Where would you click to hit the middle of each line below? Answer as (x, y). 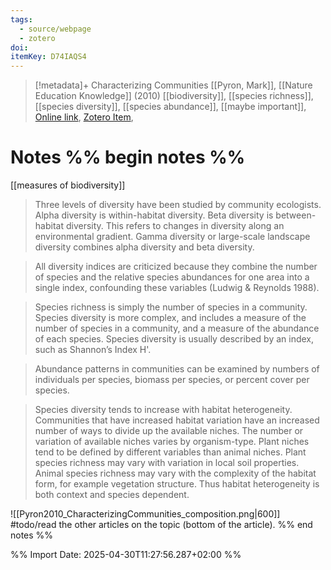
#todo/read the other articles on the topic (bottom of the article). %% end (161, 525)
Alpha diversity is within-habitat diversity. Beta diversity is (154, 215)
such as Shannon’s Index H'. (93, 350)
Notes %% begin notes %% (128, 157)
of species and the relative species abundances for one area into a (172, 277)
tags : (21, 19)
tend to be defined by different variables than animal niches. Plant (170, 452)
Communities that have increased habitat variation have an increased (177, 420)
